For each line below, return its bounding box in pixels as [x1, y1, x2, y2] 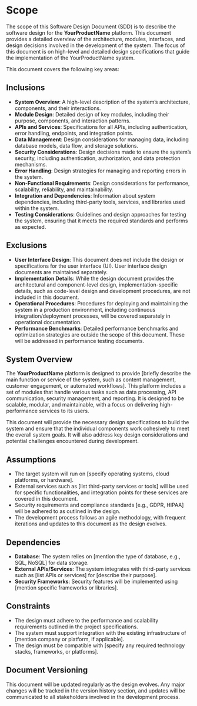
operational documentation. [14, 318, 82, 325]
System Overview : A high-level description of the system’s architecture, [14, 98, 190, 105]
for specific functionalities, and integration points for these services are [14, 489, 188, 496]
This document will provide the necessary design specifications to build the [6, 419, 189, 426]
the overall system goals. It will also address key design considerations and [6, 431, 189, 438]
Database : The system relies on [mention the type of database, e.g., [14, 553, 181, 560]
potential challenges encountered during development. [6, 438, 139, 445]
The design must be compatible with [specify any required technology [14, 642, 185, 649]
